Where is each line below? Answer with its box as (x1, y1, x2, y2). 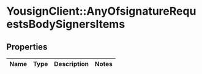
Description (54, 60, 89, 68)
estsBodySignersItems (6, 17, 125, 31)
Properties (6, 42, 48, 52)
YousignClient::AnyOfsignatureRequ (6, 4, 196, 18)
